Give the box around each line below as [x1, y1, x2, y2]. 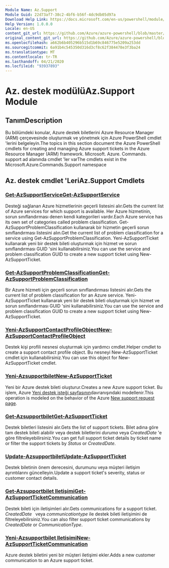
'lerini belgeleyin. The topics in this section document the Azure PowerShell [5, 140, 160, 146]
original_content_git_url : [5, 36, 62, 41]
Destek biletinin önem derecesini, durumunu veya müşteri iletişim [5, 465, 140, 471]
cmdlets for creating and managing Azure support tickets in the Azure [5, 146, 150, 152]
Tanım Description [5, 116, 63, 125]
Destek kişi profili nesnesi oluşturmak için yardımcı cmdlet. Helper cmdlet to [5, 344, 161, 350]
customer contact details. [5, 475, 58, 481]
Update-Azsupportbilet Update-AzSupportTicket [5, 452, 127, 460]
